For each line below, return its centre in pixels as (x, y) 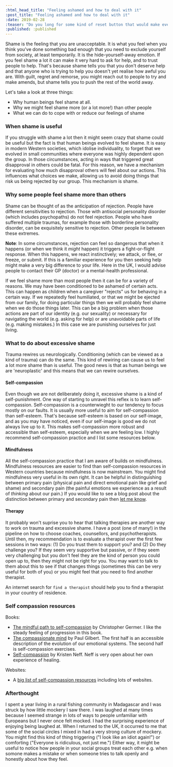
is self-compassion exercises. (44, 649)
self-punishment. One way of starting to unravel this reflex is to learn (78, 399)
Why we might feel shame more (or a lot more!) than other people (82, 108)
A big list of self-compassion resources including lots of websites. (83, 679)
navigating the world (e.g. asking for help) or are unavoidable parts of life (83, 319)
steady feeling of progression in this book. (58, 632)
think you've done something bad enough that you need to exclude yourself (86, 49)
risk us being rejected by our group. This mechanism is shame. (72, 181)
